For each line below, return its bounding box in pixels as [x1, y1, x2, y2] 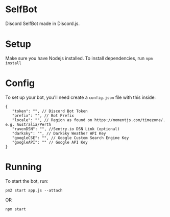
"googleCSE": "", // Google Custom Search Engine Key [12, 135, 129, 141]
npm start [5, 206, 27, 212]
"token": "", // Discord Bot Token [12, 108, 88, 114]
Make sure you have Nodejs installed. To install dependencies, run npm [5, 55, 153, 61]
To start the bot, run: [5, 178, 48, 184]
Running [5, 161, 42, 173]
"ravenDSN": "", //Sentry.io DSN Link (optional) [12, 126, 120, 131]
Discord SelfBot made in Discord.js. [5, 20, 80, 26]
